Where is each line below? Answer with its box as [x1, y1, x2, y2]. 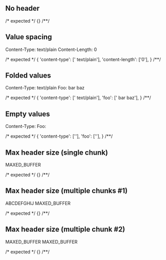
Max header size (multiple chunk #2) [5, 225, 125, 234]
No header [5, 4, 40, 13]
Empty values [5, 109, 50, 118]
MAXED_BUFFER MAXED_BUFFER [5, 238, 78, 245]
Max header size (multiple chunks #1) [5, 187, 128, 195]
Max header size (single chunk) [5, 148, 108, 157]
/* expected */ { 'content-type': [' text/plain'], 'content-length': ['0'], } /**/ [5, 56, 161, 62]
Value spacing [5, 33, 52, 42]
